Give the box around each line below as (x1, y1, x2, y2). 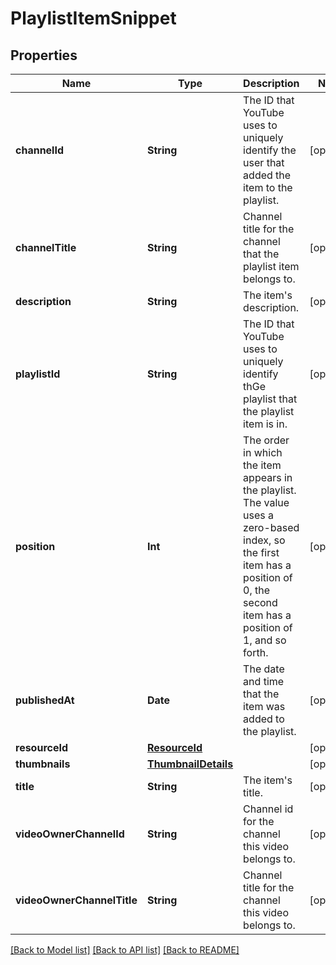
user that (243, 156, 285, 169)
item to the (243, 181, 293, 194)
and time (243, 675, 285, 688)
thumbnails (15, 757, 71, 771)
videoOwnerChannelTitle (15, 893, 138, 907)
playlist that (243, 392, 298, 406)
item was (243, 700, 286, 713)
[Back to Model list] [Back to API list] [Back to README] (10, 944, 240, 956)
